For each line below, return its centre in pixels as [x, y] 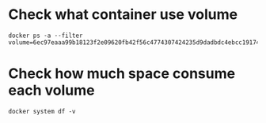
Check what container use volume [123, 15]
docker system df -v [42, 111]
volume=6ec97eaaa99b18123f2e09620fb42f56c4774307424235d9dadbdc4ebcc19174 [134, 42]
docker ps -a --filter [46, 35]
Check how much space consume [122, 74]
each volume [51, 90]
